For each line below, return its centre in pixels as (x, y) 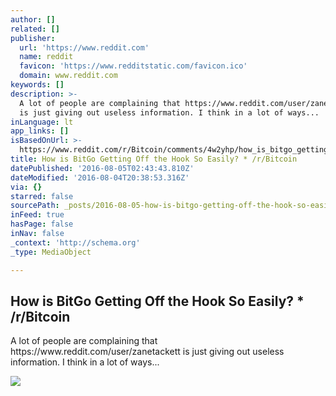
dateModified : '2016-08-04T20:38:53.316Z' (100, 177)
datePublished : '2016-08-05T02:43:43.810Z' (102, 168)
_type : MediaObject (51, 252)
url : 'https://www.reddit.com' (84, 47)
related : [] (35, 29)
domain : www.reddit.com (68, 76)
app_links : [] (40, 131)
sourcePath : (35, 206)
